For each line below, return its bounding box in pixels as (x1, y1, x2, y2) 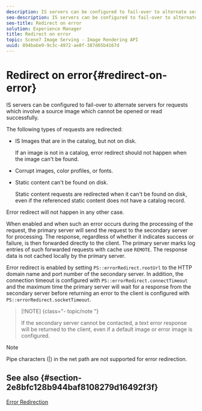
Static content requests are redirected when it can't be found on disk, (14, 190, 188, 198)
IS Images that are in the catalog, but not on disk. (14, 137, 137, 145)
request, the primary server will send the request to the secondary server (6, 227, 188, 234)
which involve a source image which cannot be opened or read (6, 107, 162, 115)
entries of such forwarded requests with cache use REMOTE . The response (6, 245, 188, 253)
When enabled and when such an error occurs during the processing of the (6, 220, 194, 227)
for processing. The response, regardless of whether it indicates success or (6, 233, 194, 240)
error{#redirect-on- (67, 69, 167, 82)
